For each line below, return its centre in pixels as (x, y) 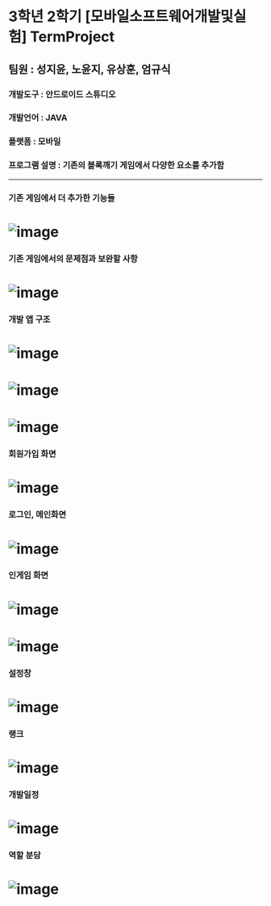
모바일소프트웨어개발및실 (168, 17)
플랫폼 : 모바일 (35, 142)
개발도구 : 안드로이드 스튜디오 (62, 94)
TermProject (72, 37)
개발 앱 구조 (29, 319)
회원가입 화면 (32, 454)
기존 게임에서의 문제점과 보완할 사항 (73, 258)
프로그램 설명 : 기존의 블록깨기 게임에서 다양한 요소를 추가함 (116, 165)
